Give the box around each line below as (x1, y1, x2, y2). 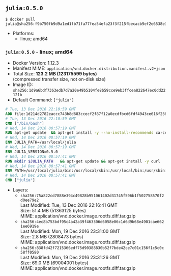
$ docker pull (5, 17, 36, 22)
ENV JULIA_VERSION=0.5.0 (5, 149, 58, 154)
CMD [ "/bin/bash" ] (5, 121, 44, 126)
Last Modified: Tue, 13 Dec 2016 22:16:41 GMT (20, 202, 118, 208)
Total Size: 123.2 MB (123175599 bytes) (12, 71, 97, 77)
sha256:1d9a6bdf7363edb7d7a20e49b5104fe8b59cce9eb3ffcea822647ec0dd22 (12, 88, 166, 93)
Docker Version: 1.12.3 (12, 60, 59, 66)
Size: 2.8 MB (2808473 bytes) (20, 234, 83, 240)
